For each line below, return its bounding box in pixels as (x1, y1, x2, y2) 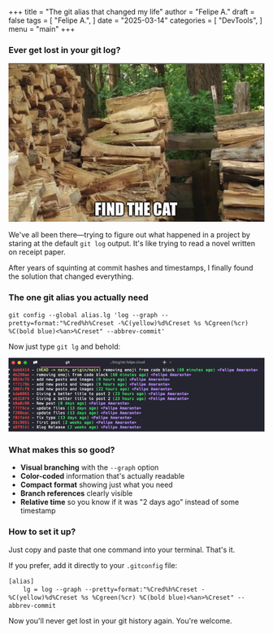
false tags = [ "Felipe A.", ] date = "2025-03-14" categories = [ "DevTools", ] (8, 15, 262, 25)
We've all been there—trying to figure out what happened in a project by (8, 229, 250, 239)
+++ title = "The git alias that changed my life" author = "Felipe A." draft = (8, 7, 255, 16)
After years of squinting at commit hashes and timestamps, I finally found (8, 263, 253, 272)
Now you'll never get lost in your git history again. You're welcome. (8, 615, 233, 625)
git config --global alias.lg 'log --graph (8, 311, 158, 319)
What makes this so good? (8, 444, 115, 455)
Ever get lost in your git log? (8, 44, 121, 55)
